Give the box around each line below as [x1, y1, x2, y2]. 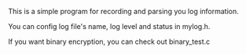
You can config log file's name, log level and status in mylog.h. [8, 22, 211, 31]
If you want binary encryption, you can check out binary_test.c [8, 37, 211, 46]
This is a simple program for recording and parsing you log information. [8, 7, 240, 16]
